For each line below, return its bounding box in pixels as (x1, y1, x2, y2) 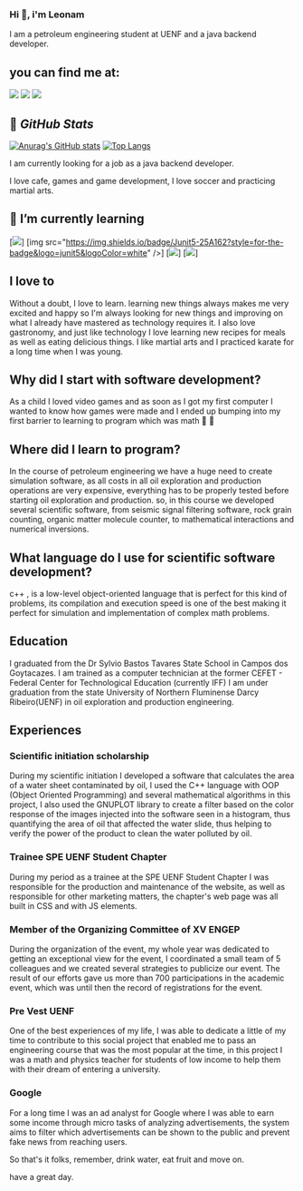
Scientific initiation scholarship (9, 750, 149, 763)
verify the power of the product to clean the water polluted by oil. (9, 828, 252, 839)
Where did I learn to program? (9, 442, 181, 457)
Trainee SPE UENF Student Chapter (9, 851, 167, 864)
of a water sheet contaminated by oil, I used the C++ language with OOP (9, 780, 279, 791)
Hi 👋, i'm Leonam (9, 8, 85, 21)
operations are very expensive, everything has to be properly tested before (9, 485, 289, 496)
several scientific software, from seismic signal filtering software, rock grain (9, 504, 292, 515)
